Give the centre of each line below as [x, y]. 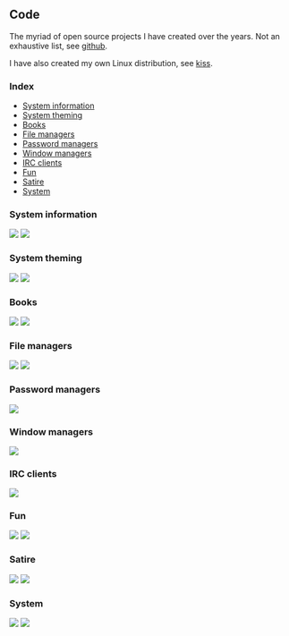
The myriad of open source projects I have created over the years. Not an [144, 36]
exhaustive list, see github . [59, 46]
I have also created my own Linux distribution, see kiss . [111, 63]
